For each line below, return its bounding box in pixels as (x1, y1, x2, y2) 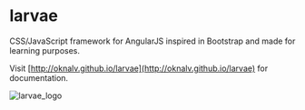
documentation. (9, 72, 69, 83)
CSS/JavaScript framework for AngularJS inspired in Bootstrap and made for (9, 35, 296, 46)
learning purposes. (9, 45, 80, 55)
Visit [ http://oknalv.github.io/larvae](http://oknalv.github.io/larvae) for (9, 63, 269, 74)
